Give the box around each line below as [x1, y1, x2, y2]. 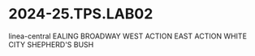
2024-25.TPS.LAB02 [8, 5, 153, 23]
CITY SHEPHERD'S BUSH [8, 39, 94, 49]
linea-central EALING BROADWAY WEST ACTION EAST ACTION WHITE [8, 31, 248, 41]
